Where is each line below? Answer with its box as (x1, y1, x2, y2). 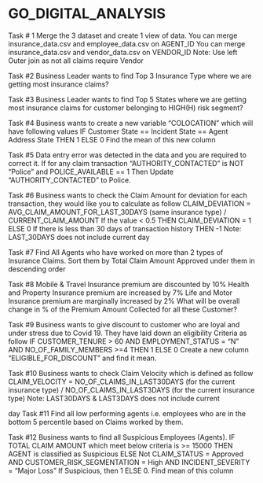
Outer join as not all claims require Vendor (8, 56, 144, 65)
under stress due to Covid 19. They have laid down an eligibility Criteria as (8, 328, 247, 337)
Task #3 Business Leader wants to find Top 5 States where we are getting (8, 94, 247, 104)
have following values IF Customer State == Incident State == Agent (8, 127, 228, 136)
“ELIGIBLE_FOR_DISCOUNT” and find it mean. (8, 353, 157, 363)
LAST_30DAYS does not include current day (8, 232, 151, 241)
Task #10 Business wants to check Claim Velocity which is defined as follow (8, 368, 254, 378)
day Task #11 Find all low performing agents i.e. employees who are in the (8, 408, 247, 418)
